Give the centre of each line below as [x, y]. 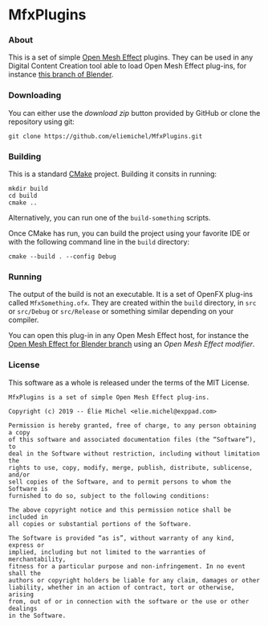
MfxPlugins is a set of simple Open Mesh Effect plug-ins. [109, 397]
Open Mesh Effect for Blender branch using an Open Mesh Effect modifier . [132, 344]
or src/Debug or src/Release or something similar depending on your [121, 311]
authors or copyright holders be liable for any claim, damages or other [134, 580]
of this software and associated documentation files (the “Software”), [132, 439]
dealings [23, 608]
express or [26, 545]
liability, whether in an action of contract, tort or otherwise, [122, 587]
